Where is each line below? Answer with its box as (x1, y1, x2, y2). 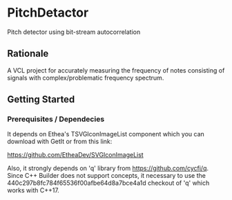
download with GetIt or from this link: (7, 137, 113, 146)
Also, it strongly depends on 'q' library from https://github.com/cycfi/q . (7, 164, 209, 172)
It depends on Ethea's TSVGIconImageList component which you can (7, 130, 205, 138)
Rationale (7, 48, 49, 60)
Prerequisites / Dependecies (7, 114, 105, 124)
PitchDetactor (7, 5, 89, 21)
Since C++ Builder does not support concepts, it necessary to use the (7, 172, 206, 180)
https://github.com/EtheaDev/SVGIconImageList (7, 151, 144, 159)
